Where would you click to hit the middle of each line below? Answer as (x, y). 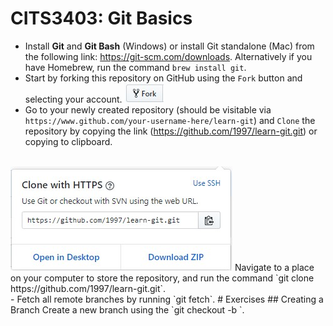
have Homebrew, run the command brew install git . (135, 67)
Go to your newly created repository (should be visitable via (148, 109)
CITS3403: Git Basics (101, 18)
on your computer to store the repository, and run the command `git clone (162, 278)
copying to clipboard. (68, 141)
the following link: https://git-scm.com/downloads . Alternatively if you (168, 56)
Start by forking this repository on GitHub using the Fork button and (163, 78)
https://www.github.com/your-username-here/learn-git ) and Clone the (170, 120)
